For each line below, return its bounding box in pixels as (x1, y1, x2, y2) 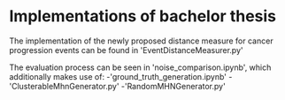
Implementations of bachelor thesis (9, 6, 277, 27)
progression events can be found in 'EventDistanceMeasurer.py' (9, 44, 243, 55)
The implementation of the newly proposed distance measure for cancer (9, 35, 273, 46)
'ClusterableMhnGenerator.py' (9, 81, 119, 91)
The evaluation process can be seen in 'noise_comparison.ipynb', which (9, 62, 272, 73)
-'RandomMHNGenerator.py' (120, 81, 226, 91)
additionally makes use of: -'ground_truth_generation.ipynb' (9, 71, 227, 81)
